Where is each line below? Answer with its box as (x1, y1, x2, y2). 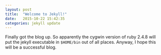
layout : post (5, 7, 32, 12)
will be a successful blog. (5, 44, 57, 50)
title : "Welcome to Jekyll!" (5, 12, 67, 17)
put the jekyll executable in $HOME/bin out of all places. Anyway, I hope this (5, 39, 156, 45)
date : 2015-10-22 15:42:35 (5, 16, 65, 21)
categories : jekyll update (5, 20, 61, 26)
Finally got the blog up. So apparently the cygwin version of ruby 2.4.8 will (5, 34, 156, 40)
